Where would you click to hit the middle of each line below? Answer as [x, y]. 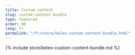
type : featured [21, 19]
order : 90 [16, 24]
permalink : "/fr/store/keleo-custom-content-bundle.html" [68, 33]
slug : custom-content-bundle [36, 15]
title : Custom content [29, 10]
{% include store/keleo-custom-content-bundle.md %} [63, 48]
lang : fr [14, 29]
